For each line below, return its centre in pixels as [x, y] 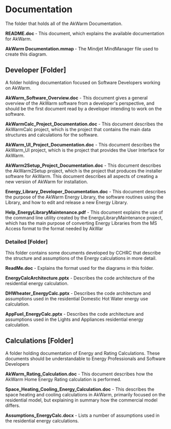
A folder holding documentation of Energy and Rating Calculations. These [82, 353]
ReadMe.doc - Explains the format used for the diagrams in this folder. [80, 268]
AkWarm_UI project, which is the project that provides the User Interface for [85, 150]
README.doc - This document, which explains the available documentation [85, 33]
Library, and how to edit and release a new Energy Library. [67, 202]
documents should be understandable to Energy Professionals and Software [86, 359]
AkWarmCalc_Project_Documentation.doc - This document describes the [84, 124]
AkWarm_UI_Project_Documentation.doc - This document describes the [83, 144]
